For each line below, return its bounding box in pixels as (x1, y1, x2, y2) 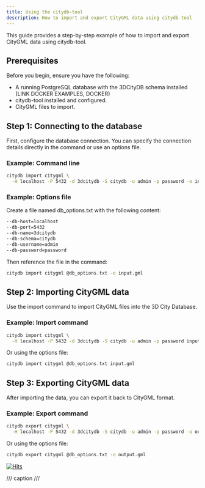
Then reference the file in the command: (6, 258, 108, 265)
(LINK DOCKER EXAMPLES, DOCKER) (15, 90, 110, 98)
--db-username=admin (6, 241, 59, 248)
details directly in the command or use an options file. (6, 144, 142, 151)
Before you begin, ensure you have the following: (6, 72, 130, 79)
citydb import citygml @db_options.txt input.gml (6, 361, 135, 367)
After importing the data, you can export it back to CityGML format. (6, 394, 175, 401)
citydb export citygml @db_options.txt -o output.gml (6, 452, 146, 458)
